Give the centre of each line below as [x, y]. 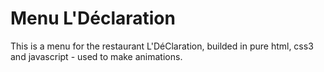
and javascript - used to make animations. [96, 56]
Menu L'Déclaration [93, 18]
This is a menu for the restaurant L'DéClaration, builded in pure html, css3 [162, 46]
